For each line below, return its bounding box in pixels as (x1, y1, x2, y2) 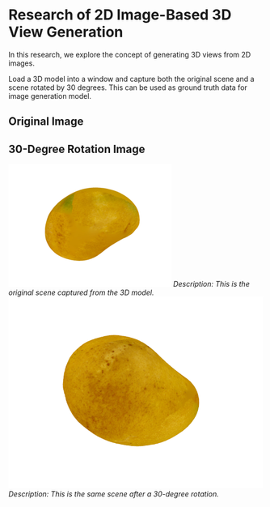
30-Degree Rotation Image (8, 142, 146, 156)
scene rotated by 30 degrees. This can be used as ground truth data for (8, 83, 248, 92)
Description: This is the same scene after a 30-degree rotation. (8, 489, 220, 499)
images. (8, 58, 35, 68)
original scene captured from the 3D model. (8, 288, 154, 297)
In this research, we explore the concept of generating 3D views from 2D (8, 49, 251, 59)
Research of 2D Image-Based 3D (8, 6, 232, 24)
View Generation (8, 23, 124, 41)
